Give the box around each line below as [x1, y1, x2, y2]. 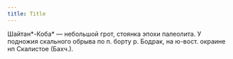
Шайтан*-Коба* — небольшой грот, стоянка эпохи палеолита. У [7, 29, 202, 38]
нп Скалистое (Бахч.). [7, 44, 74, 53]
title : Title [7, 10, 46, 18]
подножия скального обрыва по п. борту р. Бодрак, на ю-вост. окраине [7, 37, 226, 46]
